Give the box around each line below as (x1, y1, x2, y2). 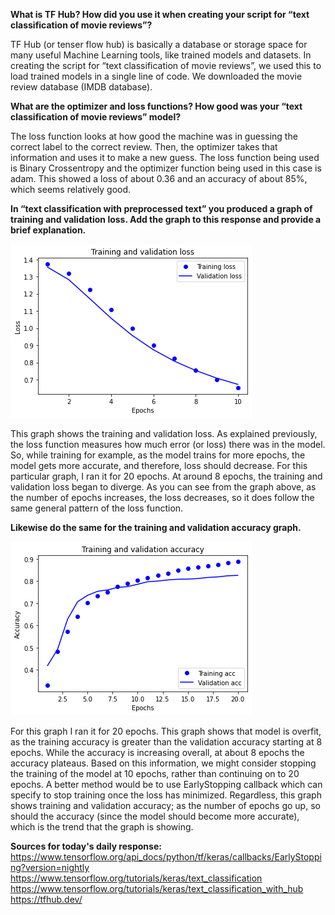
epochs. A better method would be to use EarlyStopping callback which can (10, 779, 323, 790)
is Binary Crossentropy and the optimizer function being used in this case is (10, 162, 322, 174)
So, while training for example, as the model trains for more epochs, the (10, 449, 306, 461)
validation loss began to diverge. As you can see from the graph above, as (10, 481, 317, 493)
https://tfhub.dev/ (10, 894, 83, 905)
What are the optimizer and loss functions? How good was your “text (10, 100, 303, 112)
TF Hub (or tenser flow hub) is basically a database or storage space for (10, 39, 308, 50)
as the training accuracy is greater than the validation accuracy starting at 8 (10, 736, 323, 748)
